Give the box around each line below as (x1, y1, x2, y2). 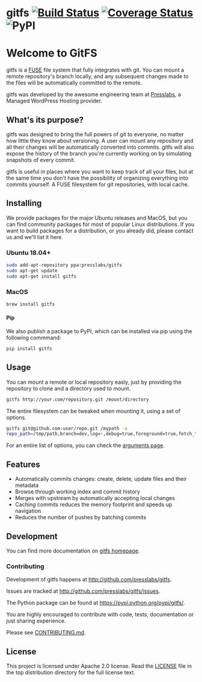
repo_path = (6, 431, 34, 437)
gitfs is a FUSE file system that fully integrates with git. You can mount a (6, 66, 185, 74)
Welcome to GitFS (6, 46, 97, 60)
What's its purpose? (6, 114, 84, 125)
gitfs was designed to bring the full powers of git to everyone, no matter (6, 130, 185, 138)
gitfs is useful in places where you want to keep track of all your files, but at (6, 167, 194, 175)
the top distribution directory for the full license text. (6, 669, 135, 676)
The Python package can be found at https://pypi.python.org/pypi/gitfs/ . (6, 599, 185, 607)
